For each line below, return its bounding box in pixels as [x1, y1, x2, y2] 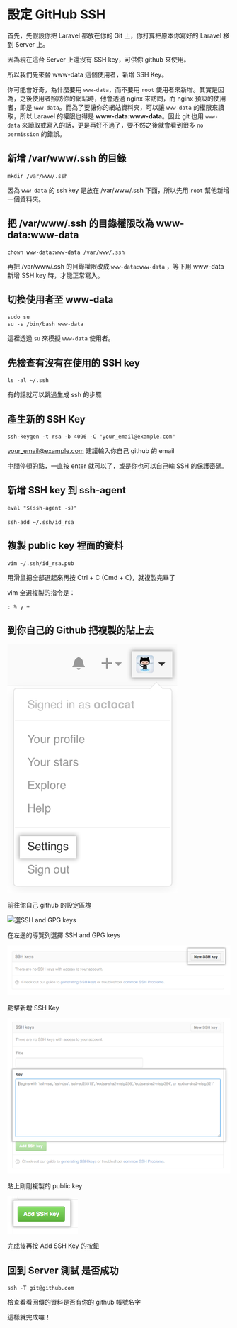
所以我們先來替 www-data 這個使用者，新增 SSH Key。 [7, 70, 168, 79]
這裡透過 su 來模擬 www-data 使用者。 [7, 334, 115, 342]
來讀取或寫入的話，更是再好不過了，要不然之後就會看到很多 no [21, 121, 204, 129]
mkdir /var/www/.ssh [7, 172, 69, 179]
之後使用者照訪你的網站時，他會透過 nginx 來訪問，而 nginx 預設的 [19, 94, 214, 103]
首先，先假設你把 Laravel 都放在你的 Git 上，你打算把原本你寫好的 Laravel [7, 31, 221, 40]
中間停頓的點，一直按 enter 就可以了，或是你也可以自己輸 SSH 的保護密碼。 [7, 462, 229, 470]
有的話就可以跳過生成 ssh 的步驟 [7, 391, 102, 399]
